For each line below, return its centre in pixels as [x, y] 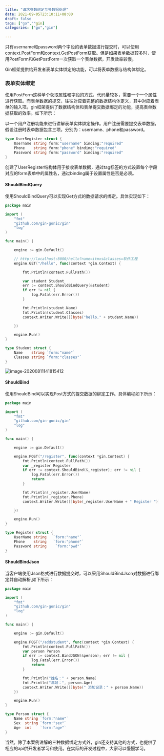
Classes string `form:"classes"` [48, 357]
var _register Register [47, 465]
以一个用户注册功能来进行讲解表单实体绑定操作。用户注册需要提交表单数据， [82, 124]
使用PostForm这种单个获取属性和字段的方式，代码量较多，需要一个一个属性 [81, 95]
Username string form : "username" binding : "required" [69, 144]
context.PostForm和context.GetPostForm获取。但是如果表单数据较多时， [78, 53]
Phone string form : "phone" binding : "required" [65, 148]
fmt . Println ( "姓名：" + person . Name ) [60, 678]
